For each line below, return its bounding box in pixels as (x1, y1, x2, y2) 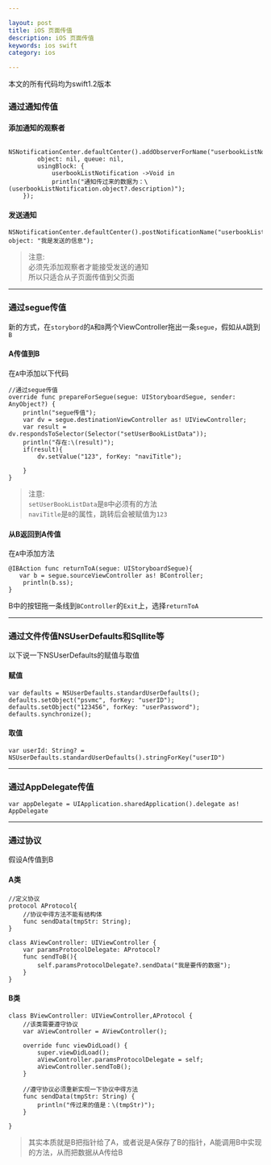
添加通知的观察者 (8, 123, 65, 132)
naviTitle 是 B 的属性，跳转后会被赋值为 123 (27, 509, 168, 519)
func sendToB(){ (23, 953, 78, 961)
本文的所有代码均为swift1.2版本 (8, 79, 111, 89)
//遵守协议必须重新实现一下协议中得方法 (23, 1085, 139, 1093)
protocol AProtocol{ (8, 901, 78, 910)
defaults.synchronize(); (8, 710, 92, 718)
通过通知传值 (8, 102, 59, 113)
